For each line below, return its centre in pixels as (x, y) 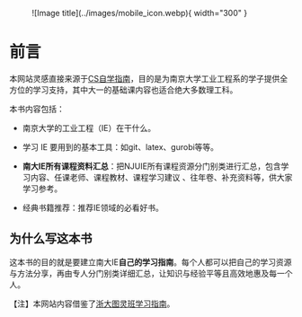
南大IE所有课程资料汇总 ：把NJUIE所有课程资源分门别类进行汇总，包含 (151, 166)
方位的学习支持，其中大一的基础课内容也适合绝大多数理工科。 (124, 90)
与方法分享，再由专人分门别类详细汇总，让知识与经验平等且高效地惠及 (139, 273)
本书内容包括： (37, 109)
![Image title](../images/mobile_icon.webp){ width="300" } (140, 13)
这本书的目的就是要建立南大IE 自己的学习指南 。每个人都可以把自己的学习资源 (151, 262)
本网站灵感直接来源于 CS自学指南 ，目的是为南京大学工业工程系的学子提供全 (149, 78)
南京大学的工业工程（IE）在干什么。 (89, 128)
